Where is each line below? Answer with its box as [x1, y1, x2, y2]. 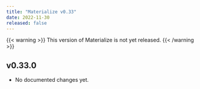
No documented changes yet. [14, 76, 89, 84]
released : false [6, 20, 47, 26]
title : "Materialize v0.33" [6, 8, 77, 15]
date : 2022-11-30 [6, 14, 50, 20]
